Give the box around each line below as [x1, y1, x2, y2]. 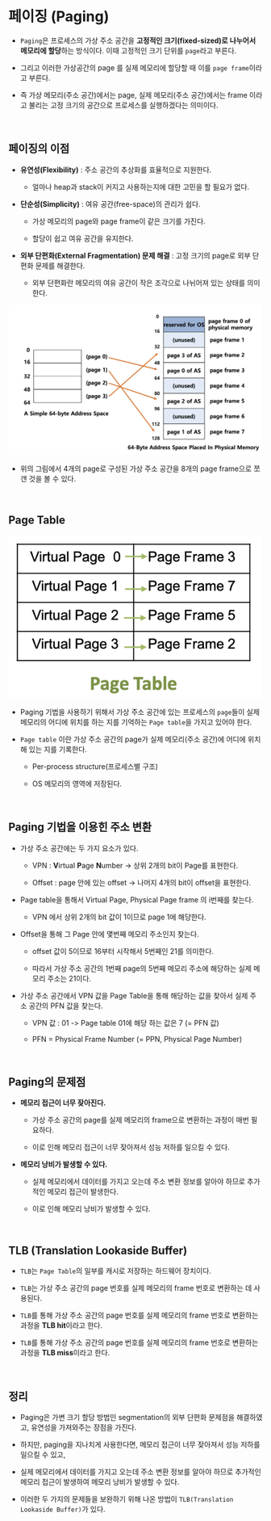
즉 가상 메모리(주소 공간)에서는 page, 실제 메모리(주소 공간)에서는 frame [19, 90, 248, 99]
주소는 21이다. [47, 973, 91, 983]
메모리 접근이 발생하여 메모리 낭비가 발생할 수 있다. [19, 1477, 180, 1487]
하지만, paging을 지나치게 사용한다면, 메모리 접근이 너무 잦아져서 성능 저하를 [19, 1439, 261, 1450]
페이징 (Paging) [8, 7, 110, 26]
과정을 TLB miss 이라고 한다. [19, 1348, 110, 1358]
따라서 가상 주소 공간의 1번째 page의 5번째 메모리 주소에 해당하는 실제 [31, 963, 252, 973]
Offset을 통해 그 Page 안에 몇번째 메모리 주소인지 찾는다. [19, 929, 199, 939]
